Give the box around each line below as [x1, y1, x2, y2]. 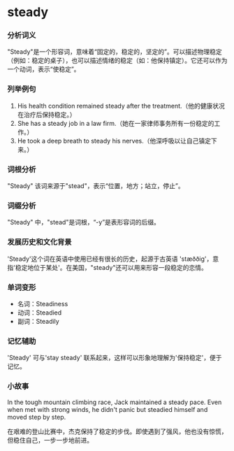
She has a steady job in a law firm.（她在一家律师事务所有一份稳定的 [17, 119, 214, 127]
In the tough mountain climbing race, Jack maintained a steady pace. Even [7, 398, 222, 406]
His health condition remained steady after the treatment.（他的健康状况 [17, 101, 226, 110]
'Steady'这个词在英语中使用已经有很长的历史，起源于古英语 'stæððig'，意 [7, 255, 219, 263]
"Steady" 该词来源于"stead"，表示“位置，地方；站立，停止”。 [7, 182, 185, 190]
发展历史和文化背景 [7, 237, 72, 247]
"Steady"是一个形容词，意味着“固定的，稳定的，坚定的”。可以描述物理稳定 [7, 48, 222, 56]
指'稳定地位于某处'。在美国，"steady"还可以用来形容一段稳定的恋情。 [7, 263, 207, 271]
